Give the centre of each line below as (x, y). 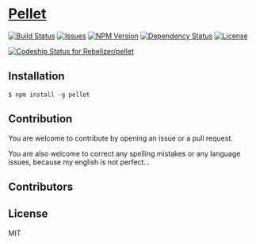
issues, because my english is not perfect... (79, 162)
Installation (36, 76)
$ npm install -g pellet (49, 95)
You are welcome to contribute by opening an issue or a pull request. (121, 138)
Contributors (41, 186)
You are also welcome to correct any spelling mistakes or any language (124, 153)
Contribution (40, 119)
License (28, 214)
